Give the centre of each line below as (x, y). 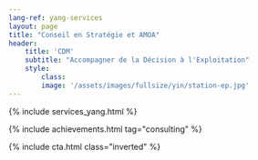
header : (23, 43)
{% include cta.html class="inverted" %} (85, 146)
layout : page (33, 26)
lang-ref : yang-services (56, 18)
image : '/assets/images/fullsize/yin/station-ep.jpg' (145, 85)
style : (37, 69)
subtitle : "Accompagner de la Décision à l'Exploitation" (137, 60)
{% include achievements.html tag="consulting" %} (105, 129)
